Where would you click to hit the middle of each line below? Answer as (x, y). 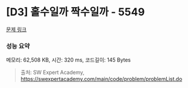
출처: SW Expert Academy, (52, 72)
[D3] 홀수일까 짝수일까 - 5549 (75, 12)
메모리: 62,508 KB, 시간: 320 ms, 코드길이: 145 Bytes (68, 60)
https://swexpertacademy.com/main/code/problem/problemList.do (101, 79)
